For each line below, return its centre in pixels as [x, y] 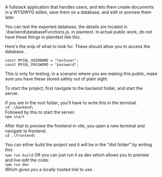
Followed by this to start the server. [40, 112]
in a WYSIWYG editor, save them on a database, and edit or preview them [78, 12]
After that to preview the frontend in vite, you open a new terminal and [75, 126]
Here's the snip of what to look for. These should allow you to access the [78, 46]
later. [10, 17]
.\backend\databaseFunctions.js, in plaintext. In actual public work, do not [79, 32]
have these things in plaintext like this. [43, 37]
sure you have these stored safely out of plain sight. [57, 79]
